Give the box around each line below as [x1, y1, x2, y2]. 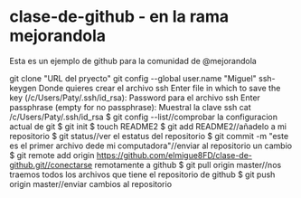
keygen [9, 82, 37, 93]
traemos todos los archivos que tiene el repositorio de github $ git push [9, 169, 276, 180]
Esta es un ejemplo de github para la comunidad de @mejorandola [9, 55, 258, 66]
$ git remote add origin [9, 149, 95, 160]
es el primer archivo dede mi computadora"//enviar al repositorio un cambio [9, 140, 292, 151]
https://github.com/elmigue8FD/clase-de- [96, 149, 253, 160]
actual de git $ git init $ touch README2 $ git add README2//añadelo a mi [9, 120, 287, 132]
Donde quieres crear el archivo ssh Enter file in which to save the [38, 82, 281, 93]
